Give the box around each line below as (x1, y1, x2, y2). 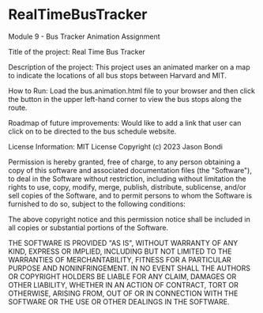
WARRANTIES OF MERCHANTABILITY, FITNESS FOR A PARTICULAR (8, 255, 231, 264)
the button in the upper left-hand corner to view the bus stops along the (8, 94, 242, 104)
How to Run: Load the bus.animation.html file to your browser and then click (8, 85, 255, 96)
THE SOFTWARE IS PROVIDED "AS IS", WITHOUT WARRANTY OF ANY (8, 238, 239, 247)
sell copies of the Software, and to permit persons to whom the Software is (8, 190, 253, 200)
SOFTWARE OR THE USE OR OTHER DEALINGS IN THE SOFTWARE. (8, 296, 230, 306)
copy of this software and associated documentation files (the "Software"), (8, 165, 253, 175)
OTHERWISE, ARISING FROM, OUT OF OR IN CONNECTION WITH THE (8, 288, 239, 298)
